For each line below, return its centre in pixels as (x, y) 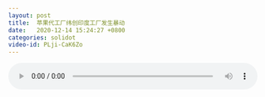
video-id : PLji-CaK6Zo (45, 45)
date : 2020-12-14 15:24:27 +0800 (67, 30)
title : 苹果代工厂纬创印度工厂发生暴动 (66, 23)
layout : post (30, 15)
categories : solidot (42, 37)
